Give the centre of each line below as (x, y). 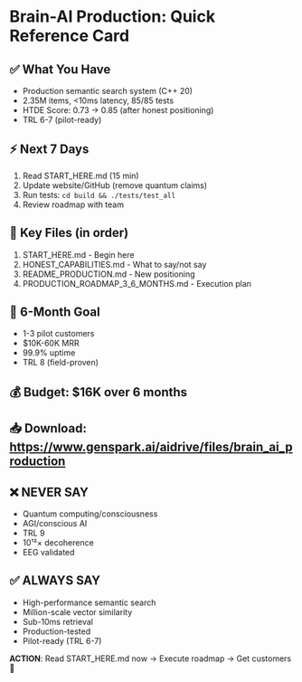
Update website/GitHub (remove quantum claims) (115, 185)
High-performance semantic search (89, 602)
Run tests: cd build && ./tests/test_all (99, 194)
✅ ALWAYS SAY (55, 581)
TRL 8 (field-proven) (61, 363)
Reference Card (69, 36)
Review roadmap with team (73, 204)
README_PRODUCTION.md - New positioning (109, 274)
